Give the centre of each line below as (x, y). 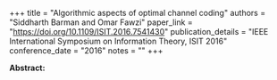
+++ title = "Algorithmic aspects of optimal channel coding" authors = (138, 13)
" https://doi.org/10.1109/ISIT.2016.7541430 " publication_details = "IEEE (139, 32)
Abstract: (27, 68)
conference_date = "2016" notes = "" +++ (86, 51)
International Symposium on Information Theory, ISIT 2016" (118, 41)
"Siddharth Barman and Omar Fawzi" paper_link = (101, 22)
